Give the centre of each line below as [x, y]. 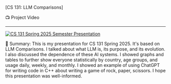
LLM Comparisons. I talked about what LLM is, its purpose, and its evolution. [85, 49]
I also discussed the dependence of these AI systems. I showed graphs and [84, 54]
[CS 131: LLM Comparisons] [34, 7]
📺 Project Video [22, 17]
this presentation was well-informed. [44, 76]
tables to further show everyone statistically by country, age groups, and [81, 60]
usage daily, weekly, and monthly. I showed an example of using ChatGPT [83, 65]
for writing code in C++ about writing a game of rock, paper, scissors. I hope [85, 71]
